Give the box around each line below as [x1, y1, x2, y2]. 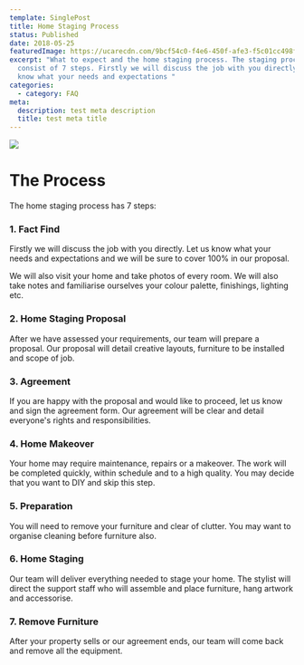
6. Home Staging [9, 553, 84, 565]
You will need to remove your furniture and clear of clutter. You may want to [9, 520, 291, 531]
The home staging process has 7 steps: [9, 200, 157, 211]
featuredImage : [9, 47, 67, 56]
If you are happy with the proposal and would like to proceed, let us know [9, 395, 283, 406]
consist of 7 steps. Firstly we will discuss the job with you [17, 64, 261, 73]
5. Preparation [9, 500, 73, 513]
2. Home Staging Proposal [9, 313, 127, 325]
